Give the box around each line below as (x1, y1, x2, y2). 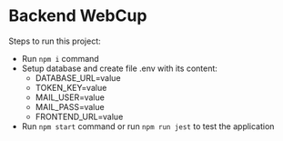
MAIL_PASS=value (35, 101, 106, 112)
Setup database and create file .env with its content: (21, 63, 217, 74)
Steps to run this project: (8, 35, 101, 46)
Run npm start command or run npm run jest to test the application (21, 120, 275, 132)
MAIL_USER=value (35, 92, 106, 103)
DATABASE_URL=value (35, 72, 121, 83)
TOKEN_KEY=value (35, 82, 107, 93)
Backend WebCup (8, 5, 147, 26)
